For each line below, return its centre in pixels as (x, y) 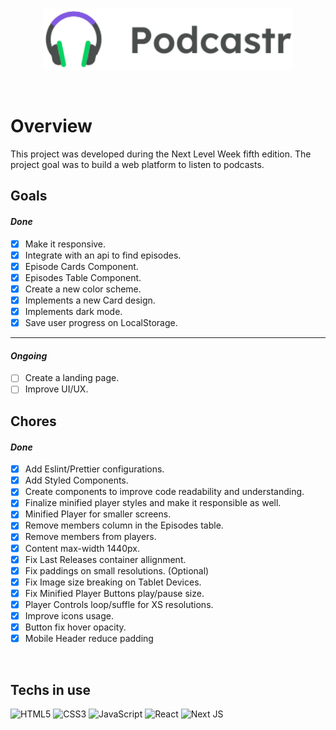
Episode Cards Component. (81, 266)
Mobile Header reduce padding (89, 639)
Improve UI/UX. (56, 389)
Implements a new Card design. (90, 300)
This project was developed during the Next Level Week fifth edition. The (161, 154)
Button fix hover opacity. (75, 627)
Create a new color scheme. (83, 289)
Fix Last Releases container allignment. (105, 559)
